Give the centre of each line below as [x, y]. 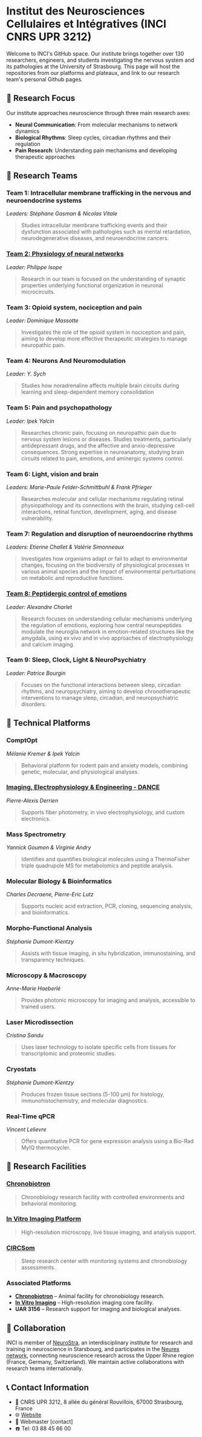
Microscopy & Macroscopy [47, 975]
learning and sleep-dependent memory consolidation [87, 392]
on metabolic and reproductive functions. [73, 578]
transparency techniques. [53, 959]
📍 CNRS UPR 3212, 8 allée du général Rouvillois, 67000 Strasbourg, [99, 1402]
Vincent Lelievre [26, 1129]
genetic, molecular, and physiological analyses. [80, 772]
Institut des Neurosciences [76, 11]
